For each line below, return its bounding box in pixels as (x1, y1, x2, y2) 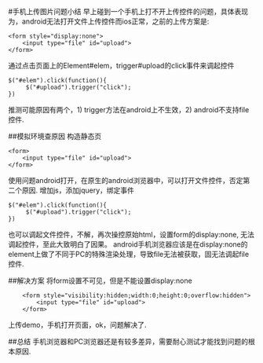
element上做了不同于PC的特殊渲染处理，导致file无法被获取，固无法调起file (8, 250, 250, 258)
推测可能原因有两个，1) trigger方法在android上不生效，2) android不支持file (8, 105, 250, 114)
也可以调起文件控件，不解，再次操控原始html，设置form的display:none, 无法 (8, 230, 255, 239)
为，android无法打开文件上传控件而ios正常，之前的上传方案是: (8, 16, 210, 26)
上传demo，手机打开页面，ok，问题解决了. (8, 321, 147, 329)
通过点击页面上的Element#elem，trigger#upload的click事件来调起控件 (8, 61, 235, 70)
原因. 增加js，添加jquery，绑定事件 (21, 185, 135, 195)
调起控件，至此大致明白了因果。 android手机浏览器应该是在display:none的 (8, 240, 249, 249)
